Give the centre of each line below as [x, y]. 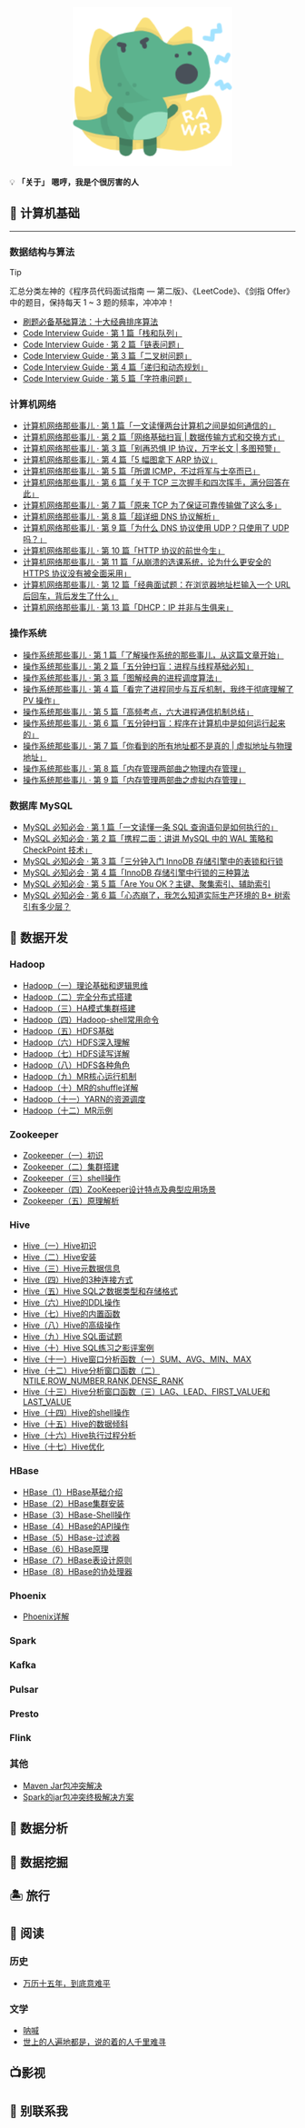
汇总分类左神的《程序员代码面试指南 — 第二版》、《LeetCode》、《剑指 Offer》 [152, 291]
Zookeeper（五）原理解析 [71, 1200]
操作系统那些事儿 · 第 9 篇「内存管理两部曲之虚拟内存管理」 [134, 780]
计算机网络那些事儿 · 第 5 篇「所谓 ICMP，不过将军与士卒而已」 [141, 472]
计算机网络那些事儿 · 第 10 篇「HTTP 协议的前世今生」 [123, 551]
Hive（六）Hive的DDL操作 [71, 1303]
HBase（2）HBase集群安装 [74, 1503]
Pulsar [24, 1689]
